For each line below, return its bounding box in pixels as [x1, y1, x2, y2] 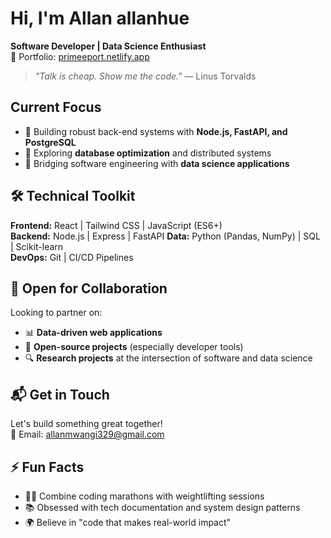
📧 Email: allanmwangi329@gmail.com [10, 428, 165, 441]
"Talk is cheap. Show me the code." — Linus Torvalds [34, 70, 257, 82]
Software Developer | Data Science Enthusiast [10, 40, 207, 52]
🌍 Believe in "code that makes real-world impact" [24, 517, 232, 528]
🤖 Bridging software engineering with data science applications [24, 157, 290, 169]
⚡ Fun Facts [10, 458, 85, 476]
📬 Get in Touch [10, 386, 110, 403]
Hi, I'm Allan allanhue [10, 7, 190, 30]
